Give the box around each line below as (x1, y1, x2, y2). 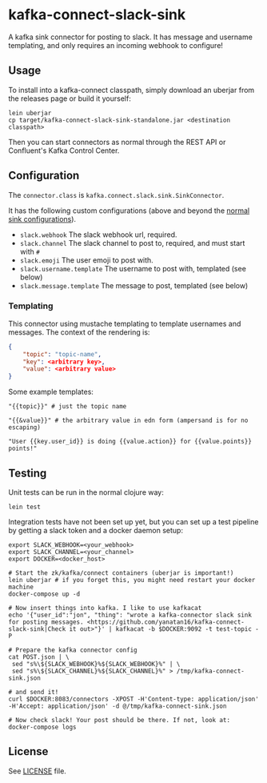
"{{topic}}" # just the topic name (8, 403, 127, 411)
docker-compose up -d (8, 590, 81, 598)
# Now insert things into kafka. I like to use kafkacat (8, 604, 202, 612)
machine (8, 583, 34, 592)
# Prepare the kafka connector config (8, 646, 137, 654)
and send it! (15, 689, 59, 697)
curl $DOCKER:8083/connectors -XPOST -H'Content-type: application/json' (8, 695, 260, 704)
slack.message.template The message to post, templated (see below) (19, 280, 249, 290)
